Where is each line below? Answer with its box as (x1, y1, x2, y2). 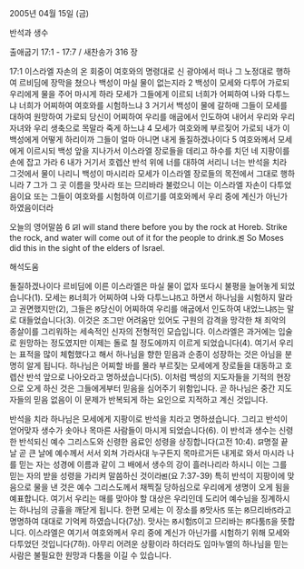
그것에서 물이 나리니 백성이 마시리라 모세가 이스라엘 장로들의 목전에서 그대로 (9, 168, 279, 179)
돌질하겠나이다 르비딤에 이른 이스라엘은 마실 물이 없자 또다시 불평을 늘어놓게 (9, 281, 279, 291)
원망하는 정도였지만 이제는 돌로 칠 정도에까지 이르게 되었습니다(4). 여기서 (18, 337, 277, 348)
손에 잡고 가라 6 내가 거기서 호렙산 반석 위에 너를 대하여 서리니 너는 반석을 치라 (9, 157, 288, 167)
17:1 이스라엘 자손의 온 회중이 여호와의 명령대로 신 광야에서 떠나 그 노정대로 (9, 66, 274, 76)
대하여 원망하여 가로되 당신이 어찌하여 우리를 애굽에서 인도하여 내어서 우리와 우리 (9, 112, 296, 122)
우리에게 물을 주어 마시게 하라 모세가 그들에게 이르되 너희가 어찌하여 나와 (9, 89, 266, 99)
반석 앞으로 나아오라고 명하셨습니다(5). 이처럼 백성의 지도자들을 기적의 (25, 372, 275, 382)
